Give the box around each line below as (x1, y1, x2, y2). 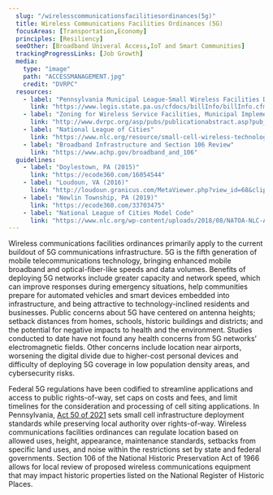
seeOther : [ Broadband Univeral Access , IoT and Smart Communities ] (15, 42, 245, 50)
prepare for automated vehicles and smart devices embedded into (8, 291, 230, 300)
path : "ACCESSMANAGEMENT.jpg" (23, 72, 126, 81)
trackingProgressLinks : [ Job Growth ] (15, 50, 144, 58)
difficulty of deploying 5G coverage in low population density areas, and (8, 360, 250, 370)
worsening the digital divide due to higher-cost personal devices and (8, 351, 239, 361)
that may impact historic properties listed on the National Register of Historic (8, 471, 265, 480)
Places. (8, 480, 33, 489)
